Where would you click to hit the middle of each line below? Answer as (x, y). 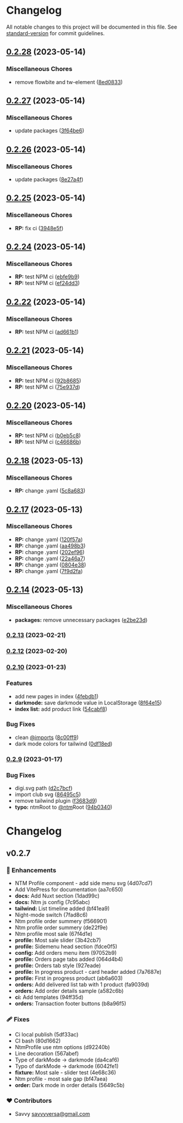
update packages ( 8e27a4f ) (49, 179)
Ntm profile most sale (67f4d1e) (54, 933)
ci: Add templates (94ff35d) (49, 997)
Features (19, 683)
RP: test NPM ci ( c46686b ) (48, 442)
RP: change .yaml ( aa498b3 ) (50, 546)
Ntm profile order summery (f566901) (61, 921)
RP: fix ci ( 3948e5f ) (39, 228)
